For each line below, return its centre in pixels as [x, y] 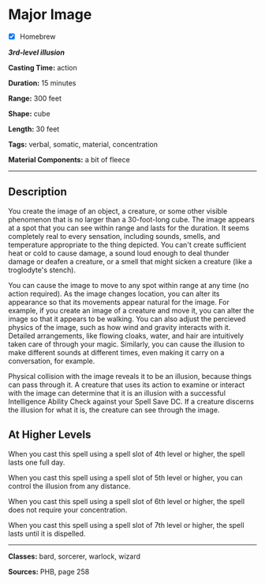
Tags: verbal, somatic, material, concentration [83, 144]
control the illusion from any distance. [69, 486]
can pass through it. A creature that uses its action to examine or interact [127, 385]
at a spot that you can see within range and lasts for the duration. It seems [129, 228]
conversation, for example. [52, 361]
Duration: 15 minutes [42, 83]
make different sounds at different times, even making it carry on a [116, 352]
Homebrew [37, 36]
